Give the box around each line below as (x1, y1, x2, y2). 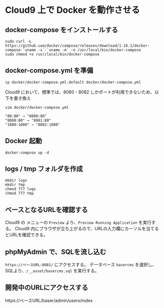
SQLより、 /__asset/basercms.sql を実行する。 (5, 268, 99, 274)
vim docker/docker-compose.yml (5, 105, 69, 110)
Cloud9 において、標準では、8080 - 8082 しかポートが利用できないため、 (5, 89, 155, 95)
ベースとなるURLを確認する (5, 205, 88, 214)
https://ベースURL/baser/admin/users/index (5, 297, 93, 303)
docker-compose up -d (5, 150, 49, 155)
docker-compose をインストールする (5, 26, 118, 34)
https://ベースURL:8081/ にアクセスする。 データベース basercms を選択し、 (5, 262, 157, 268)
